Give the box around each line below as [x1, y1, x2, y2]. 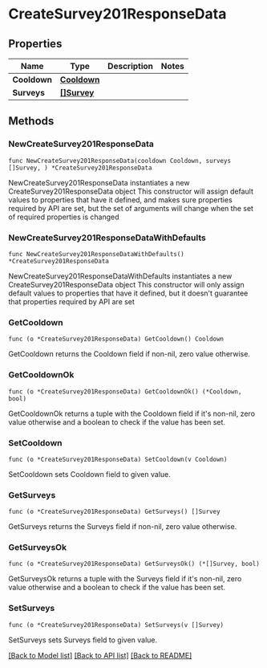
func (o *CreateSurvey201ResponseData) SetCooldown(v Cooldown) [8, 455, 228, 463]
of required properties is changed [8, 212, 119, 222]
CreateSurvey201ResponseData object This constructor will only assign [8, 279, 245, 289]
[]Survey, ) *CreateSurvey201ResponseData [8, 164, 152, 172]
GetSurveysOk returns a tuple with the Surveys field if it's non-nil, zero [8, 574, 242, 584]
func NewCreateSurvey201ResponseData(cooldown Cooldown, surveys [8, 157, 231, 165]
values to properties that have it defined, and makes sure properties [8, 194, 233, 205]
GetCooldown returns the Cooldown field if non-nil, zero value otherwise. [8, 349, 251, 359]
